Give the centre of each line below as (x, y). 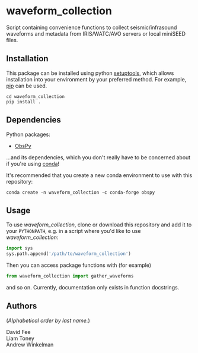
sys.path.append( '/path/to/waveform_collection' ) (69, 254)
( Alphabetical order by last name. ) (48, 320)
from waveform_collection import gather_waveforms (70, 276)
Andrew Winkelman (30, 344)
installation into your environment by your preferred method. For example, (96, 79)
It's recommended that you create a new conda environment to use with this (99, 175)
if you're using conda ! (33, 163)
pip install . (24, 102)
